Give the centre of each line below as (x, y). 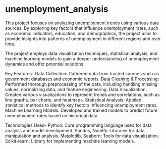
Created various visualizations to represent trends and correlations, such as (83, 95)
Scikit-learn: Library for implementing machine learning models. (70, 141)
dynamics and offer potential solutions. (45, 64)
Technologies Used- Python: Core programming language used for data (79, 125)
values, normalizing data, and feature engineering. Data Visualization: (76, 89)
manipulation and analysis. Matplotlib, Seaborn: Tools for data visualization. (82, 136)
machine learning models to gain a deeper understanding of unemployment (82, 58)
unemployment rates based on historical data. (52, 115)
